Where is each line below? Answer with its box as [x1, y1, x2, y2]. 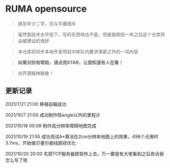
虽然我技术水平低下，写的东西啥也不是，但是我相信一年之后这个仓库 [17, 31, 161, 37]
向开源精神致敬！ [17, 70, 54, 76]
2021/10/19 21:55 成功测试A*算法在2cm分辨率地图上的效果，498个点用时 [5, 133, 159, 139]
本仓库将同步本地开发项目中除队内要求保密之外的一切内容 [17, 48, 138, 54]
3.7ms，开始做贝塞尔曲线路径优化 [5, 139, 76, 146]
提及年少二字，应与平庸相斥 [17, 20, 76, 26]
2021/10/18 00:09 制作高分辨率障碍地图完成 [5, 123, 97, 129]
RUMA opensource [5, 3, 87, 15]
